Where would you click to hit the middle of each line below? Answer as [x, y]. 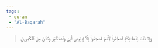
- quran [18, 17]
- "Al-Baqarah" [27, 22]
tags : [13, 11]
